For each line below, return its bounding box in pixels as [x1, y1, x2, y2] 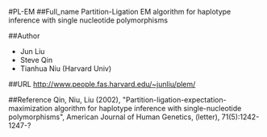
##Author [8, 31, 40, 40]
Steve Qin [19, 56, 53, 64]
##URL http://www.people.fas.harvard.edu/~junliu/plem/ [8, 80, 196, 89]
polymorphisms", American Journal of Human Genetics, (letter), [8, 112, 220, 122]
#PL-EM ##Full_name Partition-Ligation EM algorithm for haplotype [8, 7, 232, 16]
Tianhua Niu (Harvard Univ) [19, 64, 111, 73]
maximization [8, 104, 53, 113]
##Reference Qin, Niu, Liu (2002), [8, 95, 121, 104]
